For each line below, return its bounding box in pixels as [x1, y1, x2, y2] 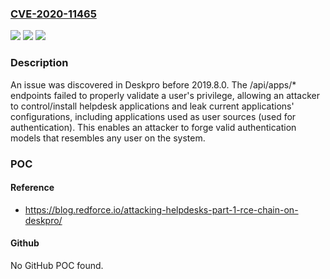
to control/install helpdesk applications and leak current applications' [10, 100, 295, 112]
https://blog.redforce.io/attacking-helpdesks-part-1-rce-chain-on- [24, 203, 299, 216]
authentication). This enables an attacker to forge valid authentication [10, 121, 297, 133]
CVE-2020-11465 [10, 7, 97, 21]
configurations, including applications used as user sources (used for [10, 110, 297, 122]
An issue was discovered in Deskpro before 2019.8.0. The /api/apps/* [10, 78, 297, 91]
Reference [10, 182, 55, 194]
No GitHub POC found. [10, 259, 104, 271]
